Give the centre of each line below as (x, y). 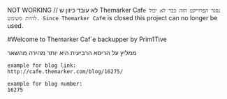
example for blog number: (45, 84)
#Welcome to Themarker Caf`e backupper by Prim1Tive (87, 39)
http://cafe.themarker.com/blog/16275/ (65, 72)
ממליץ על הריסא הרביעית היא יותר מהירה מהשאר (72, 53)
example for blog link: (42, 66)
